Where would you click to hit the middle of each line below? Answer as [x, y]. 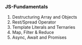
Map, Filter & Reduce [33, 33]
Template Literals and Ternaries [44, 27]
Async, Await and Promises [39, 37]
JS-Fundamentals [27, 7]
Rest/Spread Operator [34, 22]
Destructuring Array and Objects [45, 17]
